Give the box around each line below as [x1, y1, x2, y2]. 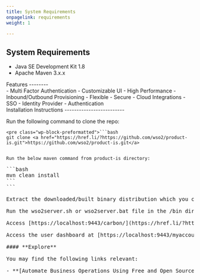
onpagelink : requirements [6, 14, 70, 20]
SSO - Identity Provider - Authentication [6, 100, 104, 107]
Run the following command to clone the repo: [6, 118, 120, 125]
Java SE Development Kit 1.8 [14, 63, 85, 70]
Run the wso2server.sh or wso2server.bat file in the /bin [6, 208, 183, 215]
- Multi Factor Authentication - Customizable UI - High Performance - [6, 87, 177, 94]
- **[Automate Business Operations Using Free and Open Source [6, 267, 195, 275]
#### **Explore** [6, 244, 57, 251]
